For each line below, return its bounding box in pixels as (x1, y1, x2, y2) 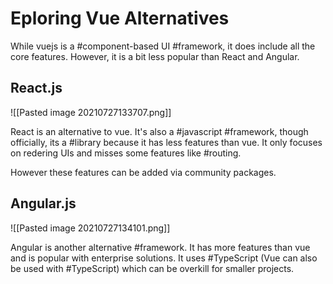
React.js (10, 80, 63, 97)
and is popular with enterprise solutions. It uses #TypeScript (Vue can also (10, 252, 318, 264)
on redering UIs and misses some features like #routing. (10, 147, 242, 159)
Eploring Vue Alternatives (10, 7, 230, 30)
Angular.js (10, 195, 77, 212)
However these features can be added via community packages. (10, 166, 277, 178)
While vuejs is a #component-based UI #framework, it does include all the (10, 40, 316, 52)
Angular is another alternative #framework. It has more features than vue (10, 241, 311, 253)
